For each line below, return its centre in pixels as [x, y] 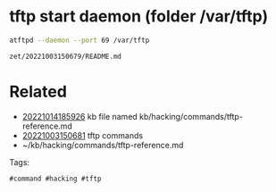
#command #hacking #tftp [55, 179]
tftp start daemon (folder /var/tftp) [139, 17]
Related [38, 92]
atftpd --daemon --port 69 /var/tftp [79, 40]
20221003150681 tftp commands [83, 135]
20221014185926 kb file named [80, 116]
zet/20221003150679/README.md [66, 56]
